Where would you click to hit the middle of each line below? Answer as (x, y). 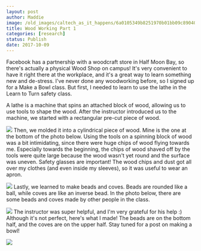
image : (14, 23)
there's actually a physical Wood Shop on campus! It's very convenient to (97, 68)
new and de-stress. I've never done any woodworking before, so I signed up (100, 80)
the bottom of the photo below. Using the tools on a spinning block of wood (99, 136)
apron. (14, 174)
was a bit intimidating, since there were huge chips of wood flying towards (98, 142)
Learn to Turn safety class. (39, 94)
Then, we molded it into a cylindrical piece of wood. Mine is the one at (100, 130)
